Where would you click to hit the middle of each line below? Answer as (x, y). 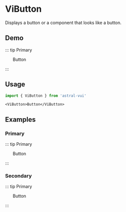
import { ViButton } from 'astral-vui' (46, 96)
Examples (20, 119)
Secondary (18, 176)
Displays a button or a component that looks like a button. (63, 23)
